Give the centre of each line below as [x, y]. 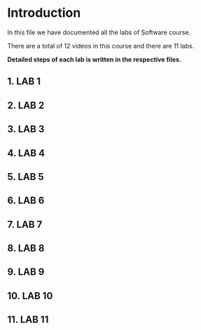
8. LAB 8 [26, 248]
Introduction [44, 13]
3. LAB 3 [26, 129]
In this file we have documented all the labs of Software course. [99, 32]
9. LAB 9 [26, 272]
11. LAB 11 [28, 320]
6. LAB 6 [26, 201]
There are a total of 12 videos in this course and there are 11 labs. [101, 46]
